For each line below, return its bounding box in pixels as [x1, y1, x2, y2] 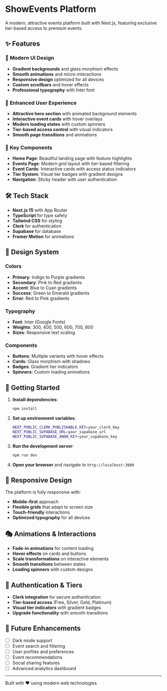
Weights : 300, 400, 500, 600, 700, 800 [12, 324, 93, 330]
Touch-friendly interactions [12, 509, 70, 515]
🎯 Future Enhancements [5, 624, 81, 633]
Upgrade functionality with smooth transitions [12, 610, 108, 615]
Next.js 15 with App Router [12, 207, 68, 213]
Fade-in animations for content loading [12, 545, 94, 551]
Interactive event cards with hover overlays [12, 116, 103, 122]
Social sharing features [12, 660, 60, 666]
